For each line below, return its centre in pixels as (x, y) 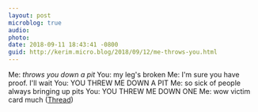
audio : (19, 30)
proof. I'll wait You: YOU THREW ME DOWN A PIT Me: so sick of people (125, 83)
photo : (19, 37)
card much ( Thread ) (41, 100)
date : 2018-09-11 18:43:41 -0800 (63, 45)
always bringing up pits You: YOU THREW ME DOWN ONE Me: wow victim (129, 91)
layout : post (30, 15)
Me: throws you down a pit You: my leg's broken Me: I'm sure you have (124, 75)
